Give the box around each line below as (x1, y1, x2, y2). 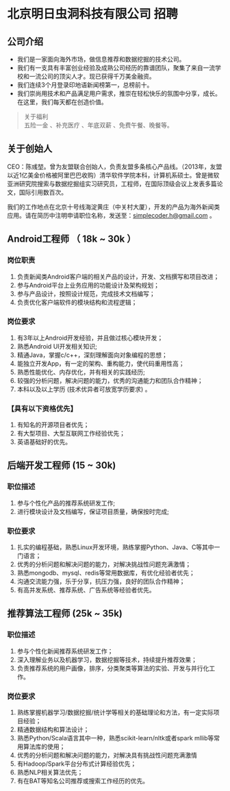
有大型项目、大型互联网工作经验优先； (16, 429, 125, 438)
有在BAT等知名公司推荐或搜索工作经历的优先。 (16, 777, 149, 785)
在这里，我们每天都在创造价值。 (16, 98, 107, 106)
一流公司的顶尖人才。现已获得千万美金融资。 (29, 73, 155, 80)
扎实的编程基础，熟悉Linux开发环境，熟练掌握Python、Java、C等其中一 (16, 543, 220, 551)
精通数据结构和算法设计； (16, 725, 90, 733)
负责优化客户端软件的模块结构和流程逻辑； (16, 298, 138, 306)
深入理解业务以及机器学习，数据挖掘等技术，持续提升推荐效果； (16, 655, 197, 664)
